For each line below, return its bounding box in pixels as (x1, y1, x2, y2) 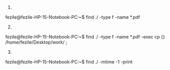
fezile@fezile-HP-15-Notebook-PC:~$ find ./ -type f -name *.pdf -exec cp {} (5, 34, 165, 40)
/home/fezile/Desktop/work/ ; (5, 39, 67, 45)
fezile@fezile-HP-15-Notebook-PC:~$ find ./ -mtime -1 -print (5, 59, 133, 65)
